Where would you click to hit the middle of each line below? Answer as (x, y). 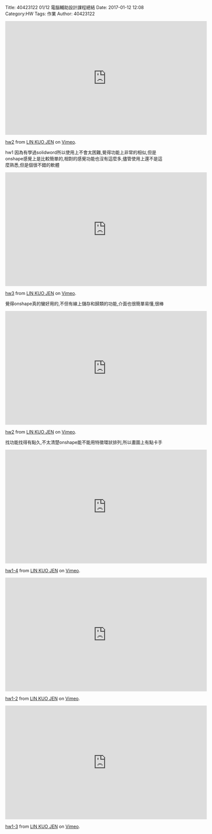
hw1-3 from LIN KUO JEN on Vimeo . (43, 826)
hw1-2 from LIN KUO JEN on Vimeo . (43, 698)
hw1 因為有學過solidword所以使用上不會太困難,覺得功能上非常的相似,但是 (81, 152)
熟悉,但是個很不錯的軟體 (34, 165)
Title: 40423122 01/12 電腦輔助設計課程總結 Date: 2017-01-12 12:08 (75, 7)
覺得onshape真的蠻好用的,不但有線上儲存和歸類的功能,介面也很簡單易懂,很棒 (85, 304)
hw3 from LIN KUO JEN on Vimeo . (41, 293)
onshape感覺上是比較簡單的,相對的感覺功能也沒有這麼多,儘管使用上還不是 (82, 159)
